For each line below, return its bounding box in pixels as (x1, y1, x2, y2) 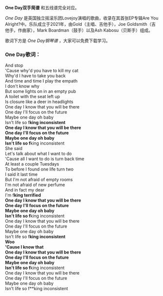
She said (5, 146, 23, 151)
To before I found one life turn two (5, 166, 74, 172)
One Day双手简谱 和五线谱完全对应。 (5, 5, 79, 10)
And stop (5, 63, 23, 68)
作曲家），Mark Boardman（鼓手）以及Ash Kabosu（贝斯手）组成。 (18, 27, 153, 33)
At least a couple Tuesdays (5, 161, 59, 167)
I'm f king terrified (5, 192, 41, 198)
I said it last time (5, 171, 38, 177)
